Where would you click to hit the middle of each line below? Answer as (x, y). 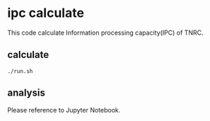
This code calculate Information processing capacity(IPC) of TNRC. (105, 33)
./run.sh (20, 71)
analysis (27, 93)
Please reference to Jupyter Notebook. (64, 110)
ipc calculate (46, 13)
